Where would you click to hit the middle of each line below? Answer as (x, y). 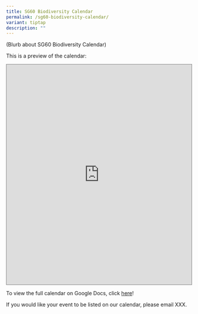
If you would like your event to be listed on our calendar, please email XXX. (97, 305)
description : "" (26, 28)
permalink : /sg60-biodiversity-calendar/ (58, 17)
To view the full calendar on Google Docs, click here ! (70, 293)
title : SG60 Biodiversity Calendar (50, 11)
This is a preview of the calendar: (46, 56)
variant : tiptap (26, 22)
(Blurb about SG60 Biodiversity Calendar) (56, 45)
